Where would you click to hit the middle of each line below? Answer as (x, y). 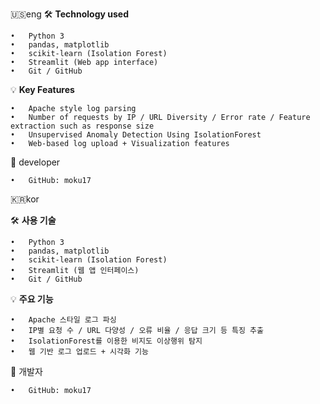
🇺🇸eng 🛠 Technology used (69, 14)
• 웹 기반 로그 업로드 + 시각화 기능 (79, 352)
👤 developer (35, 162)
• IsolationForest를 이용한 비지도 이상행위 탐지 (106, 341)
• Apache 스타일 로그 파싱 (63, 320)
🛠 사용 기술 (33, 220)
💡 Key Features (42, 89)
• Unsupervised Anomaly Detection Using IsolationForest (136, 135)
